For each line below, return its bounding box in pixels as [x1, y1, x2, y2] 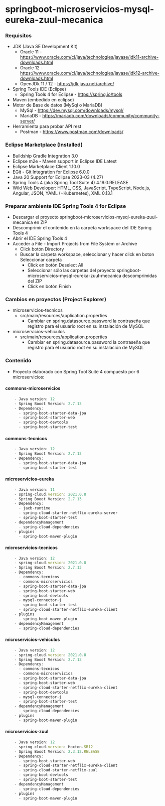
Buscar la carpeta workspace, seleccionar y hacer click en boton [20, 251, 154, 257]
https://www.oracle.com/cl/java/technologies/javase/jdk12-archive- [20, 70, 159, 76]
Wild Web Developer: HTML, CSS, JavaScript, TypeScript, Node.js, [12, 185, 150, 191]
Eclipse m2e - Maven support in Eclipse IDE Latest [12, 158, 117, 164]
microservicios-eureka [5, 476, 54, 482]
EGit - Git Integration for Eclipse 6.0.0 [12, 169, 90, 175]
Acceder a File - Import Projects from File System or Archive [12, 241, 137, 247]
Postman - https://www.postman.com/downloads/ [20, 129, 124, 135]
